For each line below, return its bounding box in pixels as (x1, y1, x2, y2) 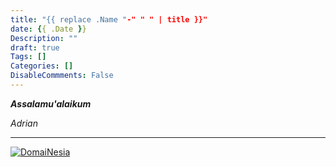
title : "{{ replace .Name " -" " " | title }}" (10, 14, 208, 25)
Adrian (10, 117, 38, 129)
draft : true (10, 42, 60, 53)
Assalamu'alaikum (10, 97, 92, 110)
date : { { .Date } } (10, 24, 87, 34)
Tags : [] (10, 52, 47, 62)
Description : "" (10, 33, 78, 43)
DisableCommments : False (10, 71, 114, 81)
